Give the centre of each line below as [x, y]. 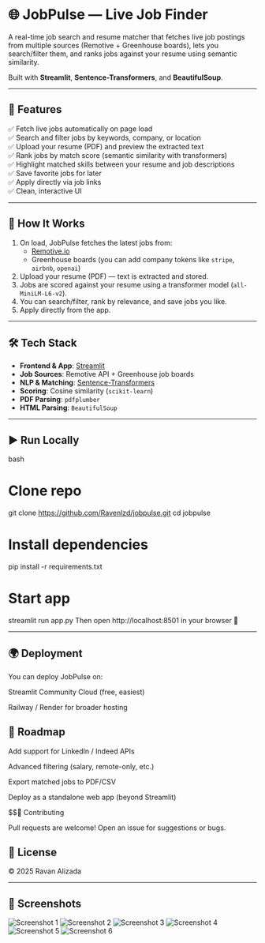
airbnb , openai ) [56, 268]
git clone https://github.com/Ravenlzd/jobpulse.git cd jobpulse [110, 513]
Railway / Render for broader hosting [68, 707]
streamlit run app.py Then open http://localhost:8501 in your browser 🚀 [123, 620]
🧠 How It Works [47, 224]
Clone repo [45, 491]
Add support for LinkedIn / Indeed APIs [72, 751]
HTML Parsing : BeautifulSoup [68, 408]
